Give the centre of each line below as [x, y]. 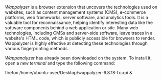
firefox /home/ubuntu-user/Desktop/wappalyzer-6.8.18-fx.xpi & [69, 72]
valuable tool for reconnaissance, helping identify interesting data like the [79, 22]
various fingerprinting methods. [37, 49]
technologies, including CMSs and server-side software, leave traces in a [79, 33]
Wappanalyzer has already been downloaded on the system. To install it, [78, 58]
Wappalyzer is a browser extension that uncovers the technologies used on [81, 7]
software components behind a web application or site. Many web [72, 28]
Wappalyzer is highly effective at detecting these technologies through [76, 43]
